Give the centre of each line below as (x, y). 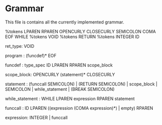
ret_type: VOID (20, 46)
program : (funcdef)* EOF (31, 55)
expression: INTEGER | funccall (36, 117)
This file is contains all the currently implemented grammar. (65, 22)
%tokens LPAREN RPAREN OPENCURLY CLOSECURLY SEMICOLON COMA (81, 31)
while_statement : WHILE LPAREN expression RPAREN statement (70, 99)
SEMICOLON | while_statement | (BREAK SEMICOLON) (60, 89)
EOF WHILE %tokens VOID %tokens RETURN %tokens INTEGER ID (72, 37)
